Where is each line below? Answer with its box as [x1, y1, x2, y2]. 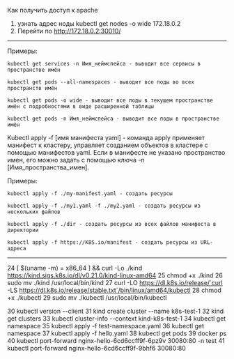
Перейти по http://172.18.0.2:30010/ [17, 27, 121, 35]
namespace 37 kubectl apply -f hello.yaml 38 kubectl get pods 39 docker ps [7, 329, 227, 337]
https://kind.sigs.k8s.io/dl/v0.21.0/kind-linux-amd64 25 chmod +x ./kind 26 [7, 271, 223, 280]
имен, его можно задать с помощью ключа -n [7, 156, 145, 164]
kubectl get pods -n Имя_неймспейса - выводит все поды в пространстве [7, 115, 219, 122]
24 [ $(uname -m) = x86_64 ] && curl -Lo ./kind [7, 264, 143, 272]
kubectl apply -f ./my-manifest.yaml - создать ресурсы [7, 190, 173, 197]
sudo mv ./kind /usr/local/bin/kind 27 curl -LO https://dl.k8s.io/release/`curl [7, 279, 223, 287]
